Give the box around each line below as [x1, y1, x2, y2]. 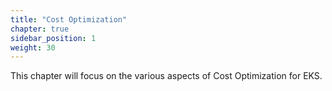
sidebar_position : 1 [10, 33, 97, 43]
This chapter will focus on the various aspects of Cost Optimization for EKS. [10, 70, 323, 82]
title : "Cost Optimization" [10, 14, 128, 25]
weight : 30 [10, 42, 56, 53]
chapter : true [10, 24, 70, 34]
